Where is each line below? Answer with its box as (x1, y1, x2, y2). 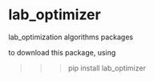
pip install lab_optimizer (67, 63, 146, 73)
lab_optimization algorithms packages (8, 32, 134, 42)
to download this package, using (8, 47, 116, 57)
